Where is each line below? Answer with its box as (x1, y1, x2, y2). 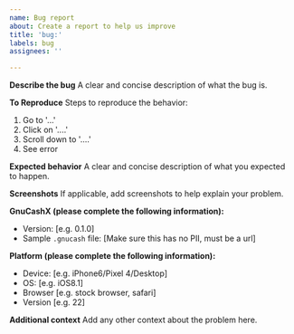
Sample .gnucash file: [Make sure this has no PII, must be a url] (22, 233, 256, 244)
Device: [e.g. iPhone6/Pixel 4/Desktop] (22, 268, 167, 279)
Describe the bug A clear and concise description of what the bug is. (9, 80, 268, 91)
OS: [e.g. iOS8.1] (22, 278, 84, 289)
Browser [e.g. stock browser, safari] (22, 287, 156, 299)
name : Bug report (9, 13, 75, 23)
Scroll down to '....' (22, 134, 92, 145)
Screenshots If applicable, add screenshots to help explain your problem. (9, 188, 284, 199)
